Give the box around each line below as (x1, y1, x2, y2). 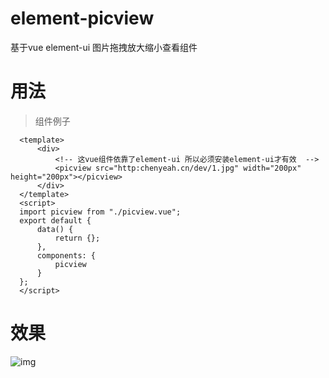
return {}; (54, 233, 101, 243)
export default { (19, 215, 92, 226)
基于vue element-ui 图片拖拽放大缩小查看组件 (10, 41, 198, 53)
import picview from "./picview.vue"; (19, 207, 182, 217)
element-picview (10, 7, 155, 30)
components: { (36, 250, 97, 261)
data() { (36, 224, 74, 234)
